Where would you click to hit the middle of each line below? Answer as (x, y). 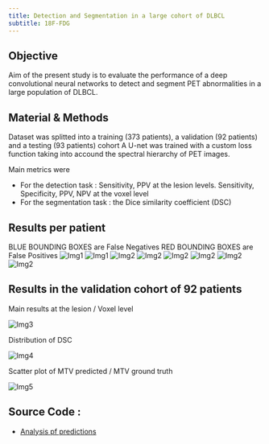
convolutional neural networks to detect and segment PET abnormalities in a (135, 84)
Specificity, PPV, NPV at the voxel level (84, 194)
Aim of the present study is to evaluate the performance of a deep (118, 75)
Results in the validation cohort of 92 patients (125, 289)
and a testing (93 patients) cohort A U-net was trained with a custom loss (130, 146)
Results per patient (57, 227)
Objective (33, 56)
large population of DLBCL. (53, 92)
